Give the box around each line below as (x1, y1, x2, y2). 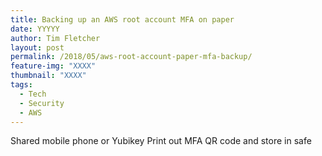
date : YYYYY (10, 24, 60, 34)
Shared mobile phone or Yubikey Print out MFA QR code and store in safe (10, 135, 312, 147)
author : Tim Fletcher (10, 33, 101, 43)
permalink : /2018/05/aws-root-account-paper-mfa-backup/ (10, 52, 253, 62)
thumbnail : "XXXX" (10, 71, 87, 81)
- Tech (19, 89, 47, 99)
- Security (19, 98, 65, 108)
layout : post (10, 42, 65, 53)
